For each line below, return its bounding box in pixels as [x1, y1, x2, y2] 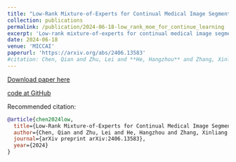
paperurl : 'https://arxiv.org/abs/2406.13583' [7, 50, 146, 57]
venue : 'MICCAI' [7, 43, 55, 50]
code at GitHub [7, 88, 51, 97]
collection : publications [7, 17, 83, 24]
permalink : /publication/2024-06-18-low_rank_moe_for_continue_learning [7, 23, 225, 30]
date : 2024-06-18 [7, 36, 58, 43]
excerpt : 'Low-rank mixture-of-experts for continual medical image [7, 29, 212, 37]
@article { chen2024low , [7, 116, 74, 123]
